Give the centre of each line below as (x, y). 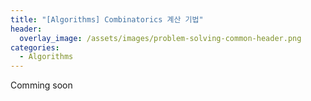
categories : (35, 47)
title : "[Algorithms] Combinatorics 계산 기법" (107, 19)
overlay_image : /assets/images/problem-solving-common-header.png (160, 38)
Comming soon (41, 85)
